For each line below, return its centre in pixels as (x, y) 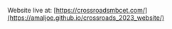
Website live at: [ (32, 10)
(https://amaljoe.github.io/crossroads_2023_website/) (86, 18)
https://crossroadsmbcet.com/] (102, 10)
